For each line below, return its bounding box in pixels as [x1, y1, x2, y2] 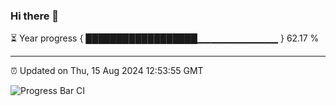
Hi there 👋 [10, 9, 60, 23]
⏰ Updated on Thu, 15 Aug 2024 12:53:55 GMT [10, 65, 204, 77]
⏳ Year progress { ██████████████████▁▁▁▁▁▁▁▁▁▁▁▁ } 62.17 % [10, 32, 320, 44]
